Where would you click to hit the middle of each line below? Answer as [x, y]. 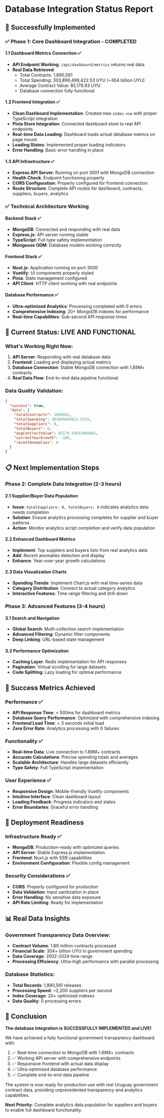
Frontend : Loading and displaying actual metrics [62, 362]
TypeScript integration [35, 118]
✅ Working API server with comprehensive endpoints [66, 1058]
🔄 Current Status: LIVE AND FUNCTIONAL [70, 332]
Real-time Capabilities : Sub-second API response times [70, 317]
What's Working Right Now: [39, 346]
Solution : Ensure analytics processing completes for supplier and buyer [85, 517]
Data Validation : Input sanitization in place [56, 892]
